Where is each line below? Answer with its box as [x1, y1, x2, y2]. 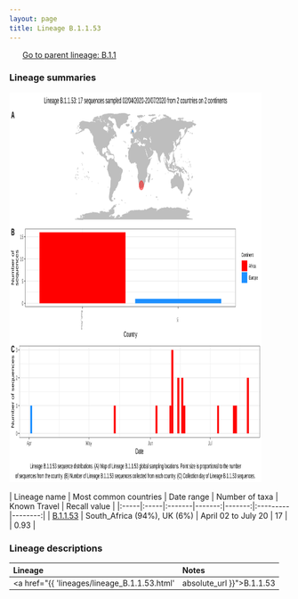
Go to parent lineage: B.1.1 [21, 49, 117, 60]
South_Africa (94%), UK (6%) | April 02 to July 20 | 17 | [85, 510, 288, 521]
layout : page [9, 14, 58, 23]
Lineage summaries [9, 71, 97, 84]
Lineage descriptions [9, 542, 103, 554]
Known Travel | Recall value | [9, 500, 116, 512]
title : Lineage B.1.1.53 [9, 23, 101, 33]
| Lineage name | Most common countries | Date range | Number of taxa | [9, 491, 278, 502]
